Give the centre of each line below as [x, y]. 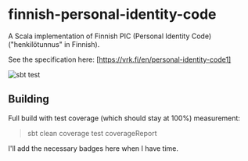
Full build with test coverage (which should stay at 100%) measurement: [124, 118]
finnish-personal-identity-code [112, 14]
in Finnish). [82, 44]
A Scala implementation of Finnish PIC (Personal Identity [99, 36]
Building [29, 99]
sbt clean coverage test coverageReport [92, 133]
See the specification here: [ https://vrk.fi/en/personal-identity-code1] [120, 59]
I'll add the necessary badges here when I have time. [93, 148]
